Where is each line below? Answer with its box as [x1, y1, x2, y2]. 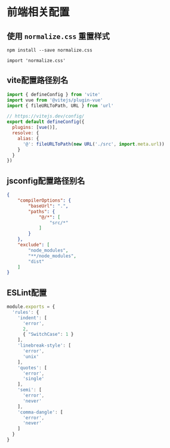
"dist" [28, 258, 45, 264]
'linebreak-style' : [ [17, 342, 71, 349]
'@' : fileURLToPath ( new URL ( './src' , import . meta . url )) [22, 141, 165, 147]
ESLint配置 [7, 288, 47, 298]
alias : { [17, 135, 39, 141]
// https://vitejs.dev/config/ [7, 113, 85, 119]
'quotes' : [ [17, 364, 47, 370]
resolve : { [12, 130, 39, 136]
